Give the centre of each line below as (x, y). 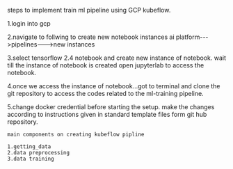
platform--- (192, 37)
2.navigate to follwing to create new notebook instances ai (91, 37)
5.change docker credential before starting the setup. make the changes (111, 107)
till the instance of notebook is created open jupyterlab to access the (106, 65)
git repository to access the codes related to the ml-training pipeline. (105, 94)
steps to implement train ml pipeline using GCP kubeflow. (89, 10)
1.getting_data (29, 147)
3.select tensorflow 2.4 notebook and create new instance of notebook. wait (117, 58)
